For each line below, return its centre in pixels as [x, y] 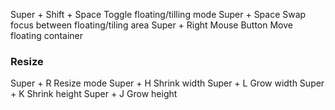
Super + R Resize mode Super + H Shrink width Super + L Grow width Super [167, 83]
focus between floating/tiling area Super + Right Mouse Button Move [151, 25]
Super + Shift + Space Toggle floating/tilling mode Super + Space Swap [158, 14]
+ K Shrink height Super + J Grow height [94, 94]
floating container [46, 35]
